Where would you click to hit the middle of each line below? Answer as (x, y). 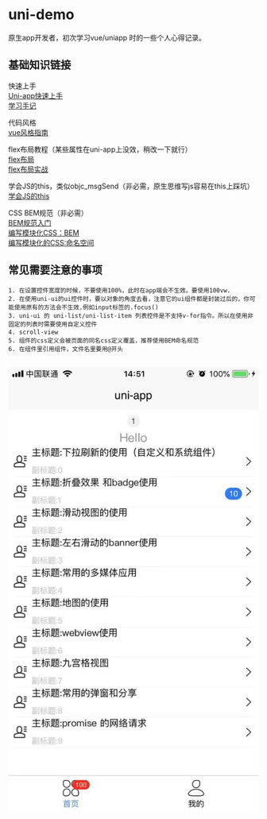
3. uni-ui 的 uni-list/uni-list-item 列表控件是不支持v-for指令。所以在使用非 (131, 315)
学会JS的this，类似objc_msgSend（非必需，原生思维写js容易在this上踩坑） (131, 186)
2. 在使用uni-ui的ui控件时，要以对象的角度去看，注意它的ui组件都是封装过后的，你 (129, 299)
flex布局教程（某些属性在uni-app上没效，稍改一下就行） (100, 149)
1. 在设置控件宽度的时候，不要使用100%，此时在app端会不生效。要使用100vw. (120, 290)
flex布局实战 (29, 169)
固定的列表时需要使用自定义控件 (53, 324)
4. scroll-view (33, 332)
